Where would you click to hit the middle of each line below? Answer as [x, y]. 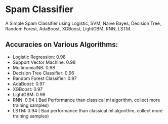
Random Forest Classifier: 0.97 [45, 78]
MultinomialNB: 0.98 [34, 67]
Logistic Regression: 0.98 [39, 57]
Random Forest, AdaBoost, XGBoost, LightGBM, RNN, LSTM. [68, 28]
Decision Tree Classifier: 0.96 [43, 73]
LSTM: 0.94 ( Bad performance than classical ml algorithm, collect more [88, 110]
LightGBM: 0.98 [29, 94]
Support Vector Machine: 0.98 [44, 62]
